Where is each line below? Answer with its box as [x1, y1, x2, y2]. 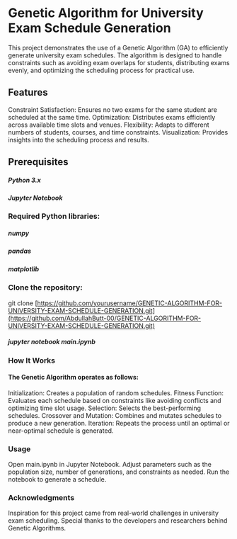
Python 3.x [8, 176, 41, 184]
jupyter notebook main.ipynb [8, 338, 96, 346]
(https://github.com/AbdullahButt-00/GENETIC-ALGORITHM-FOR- [8, 314, 202, 322]
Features [8, 86, 48, 98]
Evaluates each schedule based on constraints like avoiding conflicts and [8, 396, 221, 404]
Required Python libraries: [8, 211, 100, 221]
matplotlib [8, 264, 40, 273]
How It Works [8, 356, 56, 365]
